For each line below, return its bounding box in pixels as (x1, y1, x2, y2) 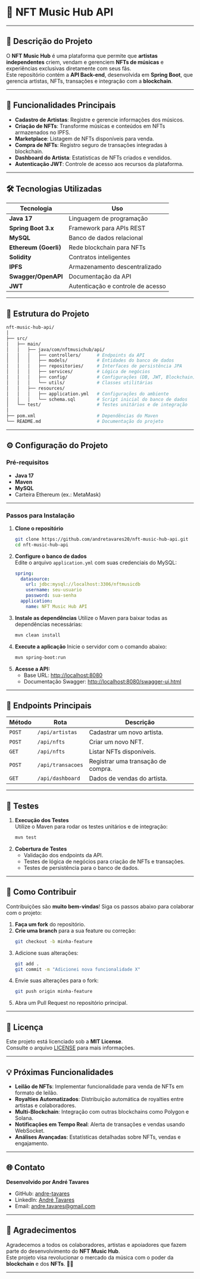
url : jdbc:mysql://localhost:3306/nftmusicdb (26, 581, 141, 588)
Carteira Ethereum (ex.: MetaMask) (14, 491, 101, 498)
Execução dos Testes (14, 817, 70, 824)
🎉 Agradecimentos (6, 1225, 77, 1236)
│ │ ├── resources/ (6, 385, 65, 391)
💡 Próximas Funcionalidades (6, 1067, 114, 1077)
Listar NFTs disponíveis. (89, 748, 156, 756)
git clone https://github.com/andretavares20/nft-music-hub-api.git (14, 536, 189, 542)
